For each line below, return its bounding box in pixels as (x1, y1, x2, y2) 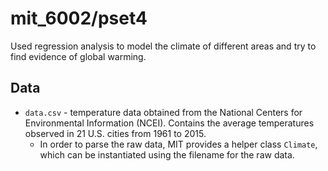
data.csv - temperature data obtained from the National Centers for (24, 106, 303, 118)
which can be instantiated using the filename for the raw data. (39, 148, 295, 161)
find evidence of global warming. (10, 50, 147, 62)
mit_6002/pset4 (10, 7, 148, 30)
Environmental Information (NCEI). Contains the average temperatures (24, 117, 315, 129)
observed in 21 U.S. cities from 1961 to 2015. (24, 127, 207, 139)
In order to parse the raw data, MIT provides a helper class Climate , (39, 138, 318, 150)
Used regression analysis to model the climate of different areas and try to (10, 40, 317, 52)
